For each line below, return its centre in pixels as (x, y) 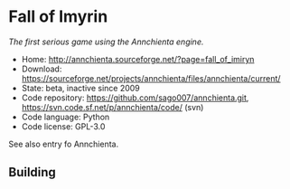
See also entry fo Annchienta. (64, 144)
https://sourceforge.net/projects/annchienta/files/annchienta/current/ (151, 78)
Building (32, 172)
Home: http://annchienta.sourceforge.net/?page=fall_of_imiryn (138, 59)
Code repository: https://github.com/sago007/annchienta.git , (135, 98)
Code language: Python (65, 117)
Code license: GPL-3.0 (63, 126)
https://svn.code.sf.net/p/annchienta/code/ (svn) (112, 107)
